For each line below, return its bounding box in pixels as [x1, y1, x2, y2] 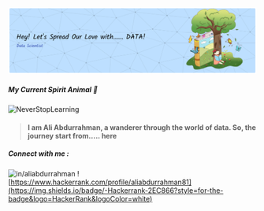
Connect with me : [8, 149, 69, 158]
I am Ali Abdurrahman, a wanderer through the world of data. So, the [27, 122, 256, 132]
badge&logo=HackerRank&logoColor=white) [8, 194, 153, 203]
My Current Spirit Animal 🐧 [8, 84, 99, 94]
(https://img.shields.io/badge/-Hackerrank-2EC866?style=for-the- [8, 185, 224, 195]
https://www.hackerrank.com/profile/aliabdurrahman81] [10, 177, 191, 187]
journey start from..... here [27, 131, 117, 140]
